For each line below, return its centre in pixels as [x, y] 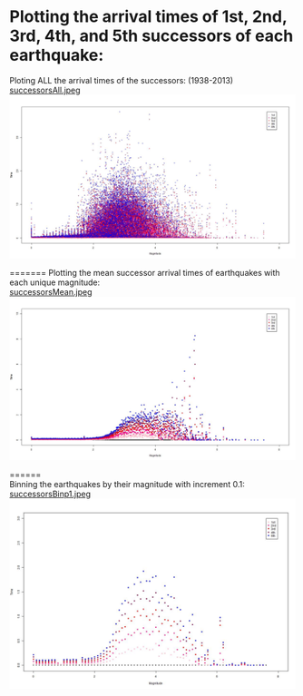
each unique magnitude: [55, 282]
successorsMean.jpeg [51, 291]
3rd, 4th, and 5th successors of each [151, 36]
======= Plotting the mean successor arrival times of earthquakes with [145, 272]
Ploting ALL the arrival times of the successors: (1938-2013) [122, 80]
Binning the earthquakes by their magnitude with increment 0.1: [127, 484]
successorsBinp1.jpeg [50, 494]
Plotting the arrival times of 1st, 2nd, [148, 17]
